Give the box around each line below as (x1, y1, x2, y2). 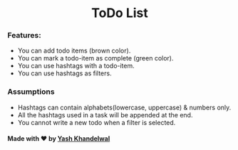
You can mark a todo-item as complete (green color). (17, 54, 174, 63)
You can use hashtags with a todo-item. (17, 62, 135, 70)
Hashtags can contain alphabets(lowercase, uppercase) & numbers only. (17, 103, 232, 112)
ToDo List (91, 5, 148, 21)
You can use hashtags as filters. (17, 69, 112, 77)
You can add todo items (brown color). (17, 46, 131, 55)
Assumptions (7, 87, 55, 97)
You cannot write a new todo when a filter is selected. (17, 118, 176, 127)
